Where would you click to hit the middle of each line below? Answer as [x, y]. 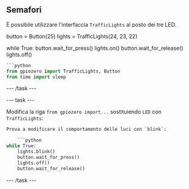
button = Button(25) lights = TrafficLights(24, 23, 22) [72, 36]
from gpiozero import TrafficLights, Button [63, 71]
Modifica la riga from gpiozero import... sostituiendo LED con [84, 112]
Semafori [24, 10]
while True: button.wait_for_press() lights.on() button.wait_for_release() [95, 48]
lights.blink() [36, 152]
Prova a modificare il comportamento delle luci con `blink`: [86, 130]
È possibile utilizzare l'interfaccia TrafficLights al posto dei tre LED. [91, 24]
